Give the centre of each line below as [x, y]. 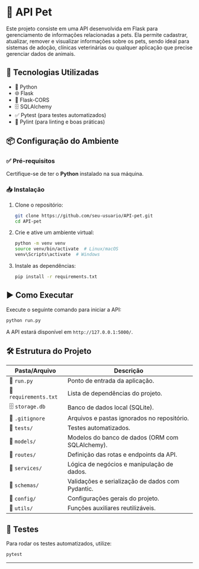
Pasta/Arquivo [35, 371]
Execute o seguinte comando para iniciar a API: [64, 309]
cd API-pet [28, 221]
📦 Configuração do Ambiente [62, 141]
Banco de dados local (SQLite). [110, 407]
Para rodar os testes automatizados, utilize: [59, 543]
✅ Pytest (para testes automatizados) [60, 115]
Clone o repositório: [39, 205]
